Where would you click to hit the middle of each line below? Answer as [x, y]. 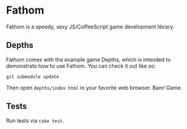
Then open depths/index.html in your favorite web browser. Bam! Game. [94, 88]
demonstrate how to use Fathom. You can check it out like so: [81, 66]
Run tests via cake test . [35, 120]
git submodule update [33, 77]
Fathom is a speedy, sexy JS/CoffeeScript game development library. [90, 27]
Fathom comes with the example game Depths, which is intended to [88, 59]
